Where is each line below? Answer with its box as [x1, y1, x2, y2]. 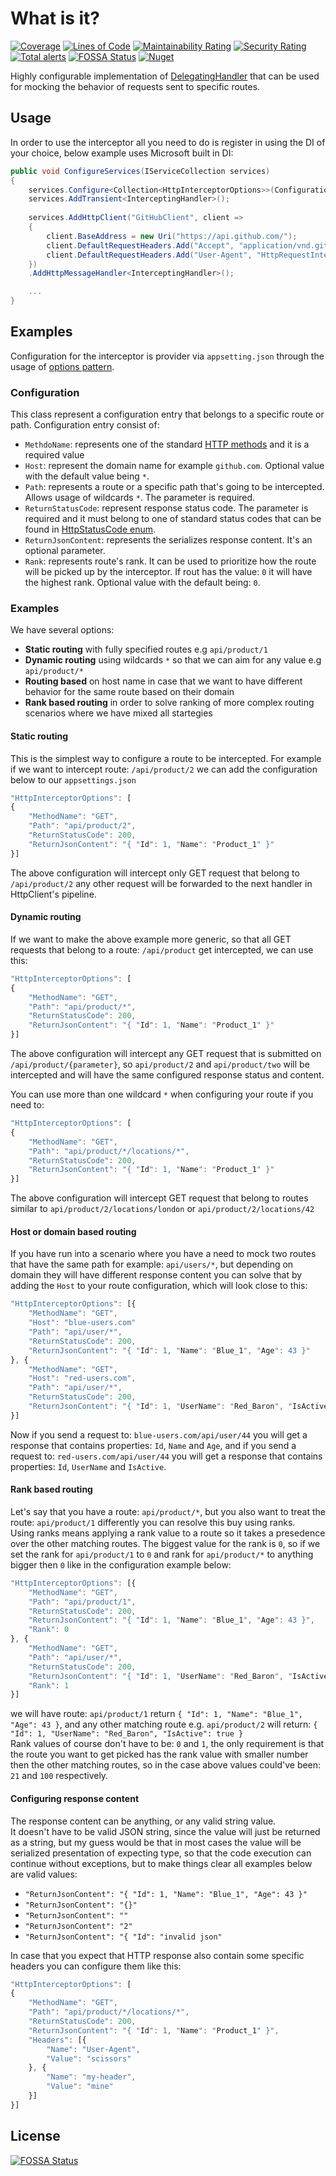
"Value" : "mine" [46, 2082, 114, 2092]
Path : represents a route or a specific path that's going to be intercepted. [24, 481, 325, 493]
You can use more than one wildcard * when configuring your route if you [10, 1088, 314, 1101]
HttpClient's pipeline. [10, 888, 97, 900]
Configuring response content [10, 1792, 140, 1804]
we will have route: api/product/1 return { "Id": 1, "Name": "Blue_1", [10, 1708, 304, 1720]
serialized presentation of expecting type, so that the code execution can [10, 1847, 312, 1859]
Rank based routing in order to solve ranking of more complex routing [24, 697, 315, 709]
